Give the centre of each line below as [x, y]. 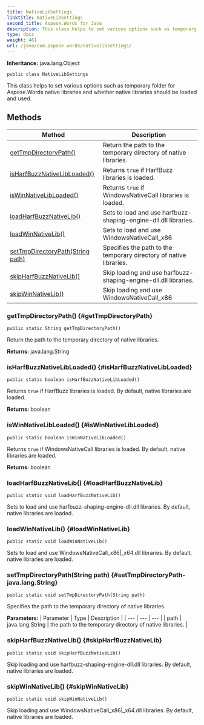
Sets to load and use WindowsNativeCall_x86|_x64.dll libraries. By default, [100, 553]
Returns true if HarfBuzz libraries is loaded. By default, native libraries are [99, 391]
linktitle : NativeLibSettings [45, 18]
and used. [19, 98]
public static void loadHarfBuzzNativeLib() [64, 495]
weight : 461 [22, 40]
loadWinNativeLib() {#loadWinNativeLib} [69, 529]
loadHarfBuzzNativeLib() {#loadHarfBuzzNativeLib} [85, 483]
